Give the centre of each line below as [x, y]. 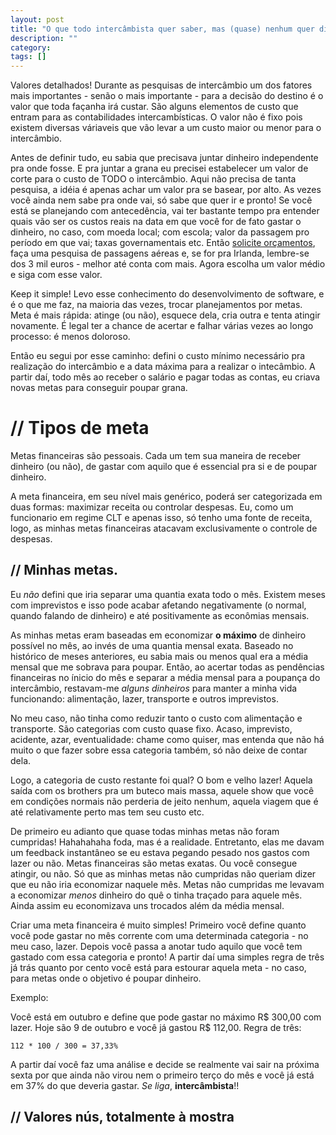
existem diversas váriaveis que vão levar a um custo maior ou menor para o [166, 128]
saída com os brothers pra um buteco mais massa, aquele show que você [162, 790]
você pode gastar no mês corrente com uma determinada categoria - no [159, 935]
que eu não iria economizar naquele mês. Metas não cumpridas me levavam [167, 884]
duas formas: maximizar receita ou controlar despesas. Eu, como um [152, 507]
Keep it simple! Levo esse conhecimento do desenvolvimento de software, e [167, 294]
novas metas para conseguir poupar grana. [99, 388]
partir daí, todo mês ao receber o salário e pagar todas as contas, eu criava [165, 377]
